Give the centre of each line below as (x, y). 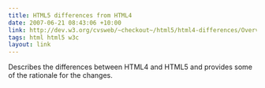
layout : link (30, 45)
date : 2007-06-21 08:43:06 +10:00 (65, 23)
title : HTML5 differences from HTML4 (70, 15)
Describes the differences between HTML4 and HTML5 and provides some (130, 67)
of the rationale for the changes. (60, 75)
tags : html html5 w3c (44, 37)
